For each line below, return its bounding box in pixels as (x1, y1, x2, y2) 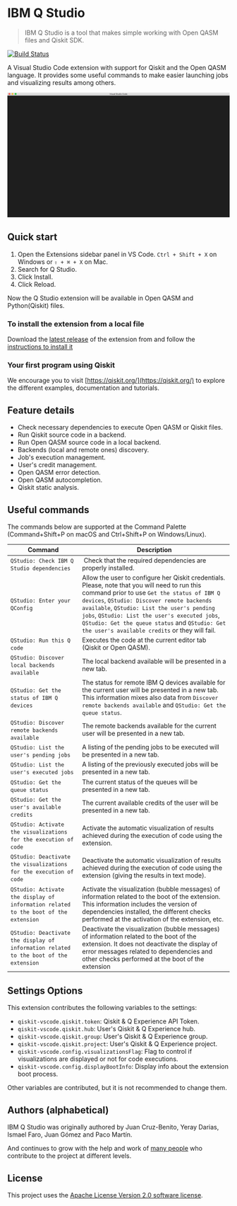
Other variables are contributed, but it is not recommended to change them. (7, 1084, 227, 1092)
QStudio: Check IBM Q (10, 557, 74, 564)
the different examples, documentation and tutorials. (7, 384, 160, 392)
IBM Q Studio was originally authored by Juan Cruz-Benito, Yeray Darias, (7, 1123, 219, 1132)
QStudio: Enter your (10, 597, 71, 604)
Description (136, 546, 172, 554)
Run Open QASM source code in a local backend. (17, 438, 162, 447)
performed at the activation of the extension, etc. (82, 914, 224, 923)
